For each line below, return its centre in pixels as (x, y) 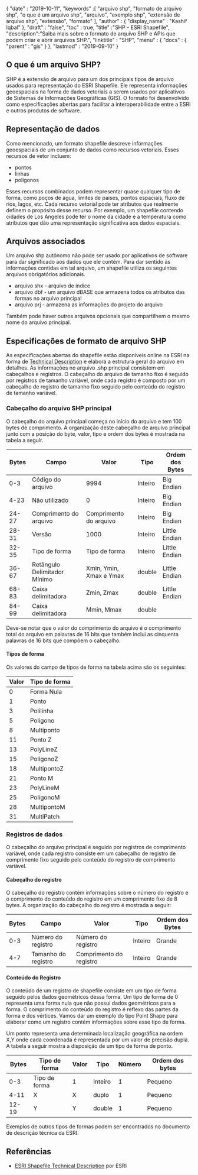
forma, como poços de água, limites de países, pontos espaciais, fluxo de (95, 198)
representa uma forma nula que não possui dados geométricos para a (91, 1003)
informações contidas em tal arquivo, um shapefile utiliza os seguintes (92, 268)
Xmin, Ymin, (103, 568)
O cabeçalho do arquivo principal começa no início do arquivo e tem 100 (94, 421)
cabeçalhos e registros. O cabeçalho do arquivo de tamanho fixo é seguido (97, 374)
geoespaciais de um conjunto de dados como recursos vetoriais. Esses (93, 150)
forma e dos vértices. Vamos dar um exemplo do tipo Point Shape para (92, 1016)
